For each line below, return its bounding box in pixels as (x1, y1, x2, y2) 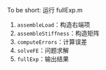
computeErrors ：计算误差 (16, 38, 88, 46)
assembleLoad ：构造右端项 (16, 21, 90, 29)
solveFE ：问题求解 (16, 47, 69, 54)
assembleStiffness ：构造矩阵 (16, 30, 100, 37)
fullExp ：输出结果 (16, 55, 69, 63)
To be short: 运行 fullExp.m (7, 6, 83, 14)
